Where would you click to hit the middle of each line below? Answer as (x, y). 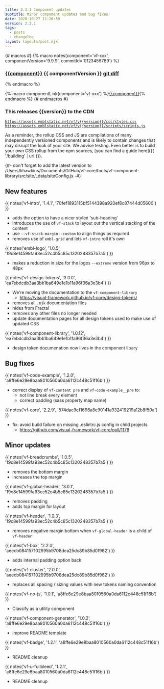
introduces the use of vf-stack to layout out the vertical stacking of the (84, 223)
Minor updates (28, 445)
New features (26, 191)
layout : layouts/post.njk (31, 42)
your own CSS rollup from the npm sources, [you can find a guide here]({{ (80, 151)
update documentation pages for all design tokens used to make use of (84, 318)
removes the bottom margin (40, 472)
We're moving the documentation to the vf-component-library (75, 292)
